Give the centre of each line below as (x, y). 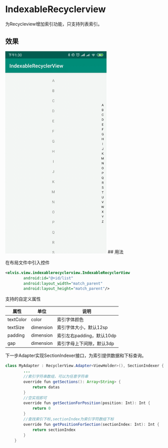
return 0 (41, 409)
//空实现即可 (35, 398)
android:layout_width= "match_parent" (63, 283)
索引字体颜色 (70, 319)
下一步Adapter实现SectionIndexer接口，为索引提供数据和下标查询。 (76, 355)
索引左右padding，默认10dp (87, 335)
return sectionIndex (54, 430)
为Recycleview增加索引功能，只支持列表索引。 (54, 24)
